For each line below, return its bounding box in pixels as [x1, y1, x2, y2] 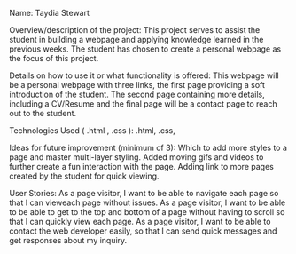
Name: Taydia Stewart [9, 8, 90, 18]
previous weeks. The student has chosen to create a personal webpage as [9, 44, 282, 54]
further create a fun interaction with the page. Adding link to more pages [9, 162, 275, 171]
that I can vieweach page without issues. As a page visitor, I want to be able [9, 197, 286, 208]
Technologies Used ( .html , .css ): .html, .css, [9, 125, 175, 136]
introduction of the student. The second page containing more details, [9, 89, 266, 99]
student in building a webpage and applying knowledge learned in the [9, 35, 264, 44]
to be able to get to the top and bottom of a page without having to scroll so [9, 207, 285, 217]
